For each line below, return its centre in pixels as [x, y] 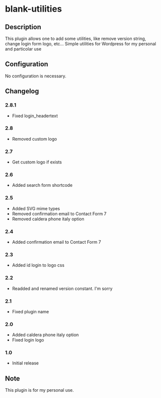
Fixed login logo [28, 340]
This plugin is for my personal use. [40, 390]
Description [23, 27]
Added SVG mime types [36, 208]
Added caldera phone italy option [45, 335]
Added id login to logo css [38, 265]
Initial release [25, 363]
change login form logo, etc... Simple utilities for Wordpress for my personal [80, 44]
